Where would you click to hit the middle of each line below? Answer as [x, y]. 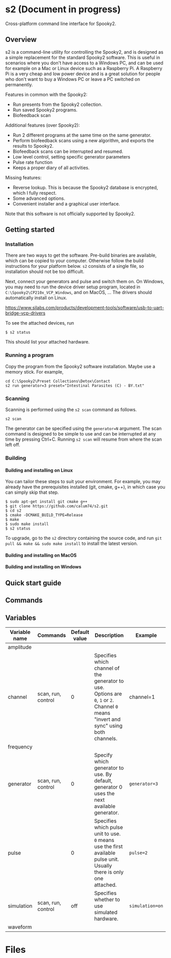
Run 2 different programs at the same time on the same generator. [82, 135]
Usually [103, 865]
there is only [109, 872]
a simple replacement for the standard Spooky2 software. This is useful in [83, 57]
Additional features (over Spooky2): [42, 125]
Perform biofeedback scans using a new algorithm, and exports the [83, 140]
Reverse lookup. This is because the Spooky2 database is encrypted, [85, 187]
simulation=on [146, 906]
